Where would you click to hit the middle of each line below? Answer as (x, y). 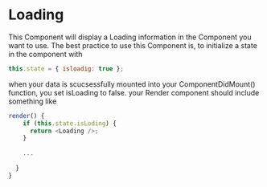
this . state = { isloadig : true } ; (66, 69)
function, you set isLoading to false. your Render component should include (134, 92)
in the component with (45, 54)
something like (33, 101)
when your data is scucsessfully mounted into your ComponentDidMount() (132, 84)
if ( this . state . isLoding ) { (70, 123)
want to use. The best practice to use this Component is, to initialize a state (133, 45)
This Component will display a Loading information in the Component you (130, 37)
